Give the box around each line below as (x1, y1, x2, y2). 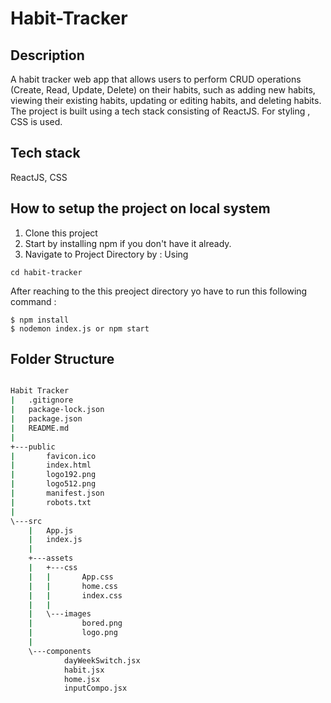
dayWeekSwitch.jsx (63, 655, 141, 666)
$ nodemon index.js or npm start (10, 323, 150, 334)
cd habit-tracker (10, 267, 83, 277)
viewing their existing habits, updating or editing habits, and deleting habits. (10, 95, 322, 106)
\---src (10, 516, 43, 526)
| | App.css (28, 572, 114, 582)
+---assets (28, 553, 74, 564)
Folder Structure (10, 351, 115, 368)
